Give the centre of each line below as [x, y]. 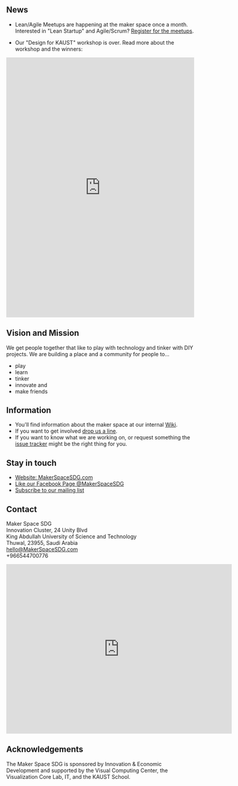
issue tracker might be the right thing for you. [71, 444]
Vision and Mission [43, 333]
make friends [31, 391]
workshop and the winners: [49, 49]
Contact [22, 509]
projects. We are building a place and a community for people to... [88, 354]
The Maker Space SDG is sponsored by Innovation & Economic [84, 764]
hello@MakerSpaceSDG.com [42, 549]
